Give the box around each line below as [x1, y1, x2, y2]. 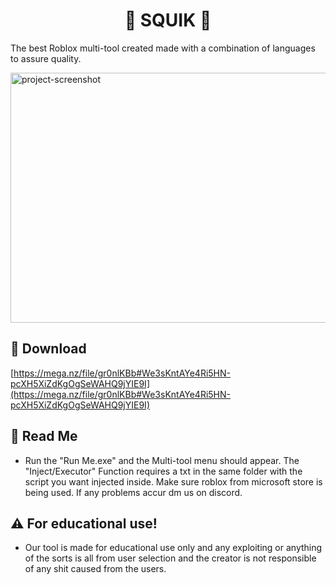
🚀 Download [10, 340, 87, 358]
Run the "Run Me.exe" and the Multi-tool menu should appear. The [24, 454, 300, 466]
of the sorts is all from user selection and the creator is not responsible [24, 552, 317, 564]
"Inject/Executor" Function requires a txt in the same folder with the [24, 465, 303, 477]
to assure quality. [10, 52, 82, 64]
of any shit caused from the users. [24, 563, 167, 575]
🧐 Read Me [10, 428, 78, 445]
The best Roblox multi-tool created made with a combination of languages [10, 42, 316, 54]
